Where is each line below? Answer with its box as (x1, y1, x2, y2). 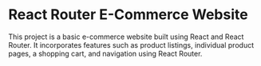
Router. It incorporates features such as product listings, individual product (8, 40, 254, 49)
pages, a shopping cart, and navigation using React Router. (8, 49, 203, 58)
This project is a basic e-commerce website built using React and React (8, 32, 244, 41)
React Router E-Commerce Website (8, 6, 249, 24)
